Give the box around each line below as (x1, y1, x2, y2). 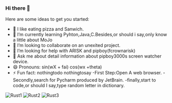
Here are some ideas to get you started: (5, 16, 90, 22)
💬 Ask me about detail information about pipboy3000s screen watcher (12, 53, 162, 59)
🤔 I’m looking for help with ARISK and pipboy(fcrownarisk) (12, 48, 136, 54)
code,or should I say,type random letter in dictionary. (12, 83, 125, 89)
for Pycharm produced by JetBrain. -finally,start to (49, 77, 156, 83)
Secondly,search (12, 77, 49, 83)
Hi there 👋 (5, 5, 31, 12)
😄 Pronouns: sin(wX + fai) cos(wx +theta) (12, 64, 102, 70)
